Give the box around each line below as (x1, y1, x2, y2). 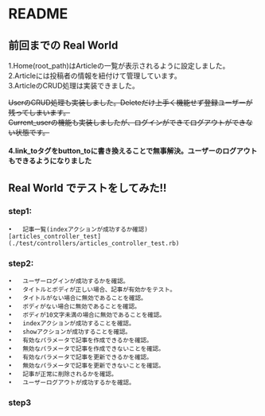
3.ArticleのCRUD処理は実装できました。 (8, 81, 139, 90)
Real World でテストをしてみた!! (8, 181, 167, 195)
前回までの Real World (8, 38, 119, 52)
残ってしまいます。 (8, 108, 70, 117)
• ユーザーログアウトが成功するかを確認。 (8, 379, 135, 387)
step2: (8, 258, 34, 269)
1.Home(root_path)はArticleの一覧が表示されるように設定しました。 (8, 61, 230, 70)
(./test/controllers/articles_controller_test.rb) (8, 239, 180, 247)
